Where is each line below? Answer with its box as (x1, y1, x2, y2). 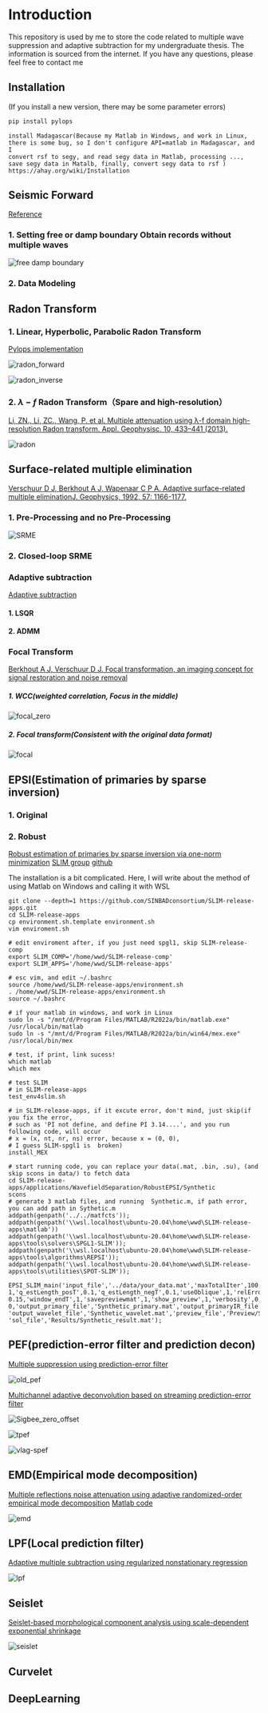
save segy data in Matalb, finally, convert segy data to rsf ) (8, 160, 227, 168)
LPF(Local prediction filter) (8, 1536, 144, 1551)
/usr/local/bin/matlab (8, 1023, 84, 1031)
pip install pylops (8, 117, 73, 125)
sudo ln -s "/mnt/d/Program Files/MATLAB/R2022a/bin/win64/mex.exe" (8, 1030, 241, 1038)
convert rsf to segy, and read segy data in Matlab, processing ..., (8, 153, 245, 161)
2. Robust (8, 831, 46, 842)
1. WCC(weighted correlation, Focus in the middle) (8, 691, 179, 701)
